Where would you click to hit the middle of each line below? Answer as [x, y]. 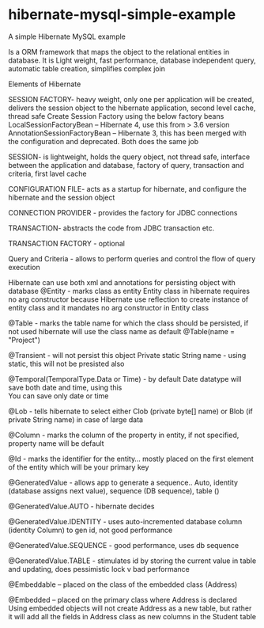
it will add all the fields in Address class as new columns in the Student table [132, 616]
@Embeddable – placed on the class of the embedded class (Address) [123, 584]
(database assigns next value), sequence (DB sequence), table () [114, 491]
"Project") [25, 340]
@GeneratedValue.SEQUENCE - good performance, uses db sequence [124, 545]
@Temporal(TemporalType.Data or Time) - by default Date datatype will [125, 379]
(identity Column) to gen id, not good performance [91, 530]
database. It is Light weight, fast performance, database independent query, [132, 60]
